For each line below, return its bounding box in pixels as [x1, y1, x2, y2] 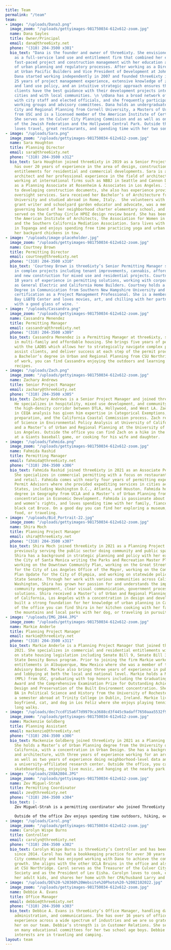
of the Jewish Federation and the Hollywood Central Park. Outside [14, 121, 160, 127]
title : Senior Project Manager [10, 382, 76, 387]
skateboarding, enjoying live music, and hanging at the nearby [14, 766, 154, 771]
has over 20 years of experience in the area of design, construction [14, 164, 167, 169]
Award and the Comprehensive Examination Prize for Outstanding [14, 681, 154, 686]
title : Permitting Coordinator [10, 785, 76, 791]
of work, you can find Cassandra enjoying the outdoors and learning [14, 358, 165, 364]
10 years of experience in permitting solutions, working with [14, 278, 152, 283]
